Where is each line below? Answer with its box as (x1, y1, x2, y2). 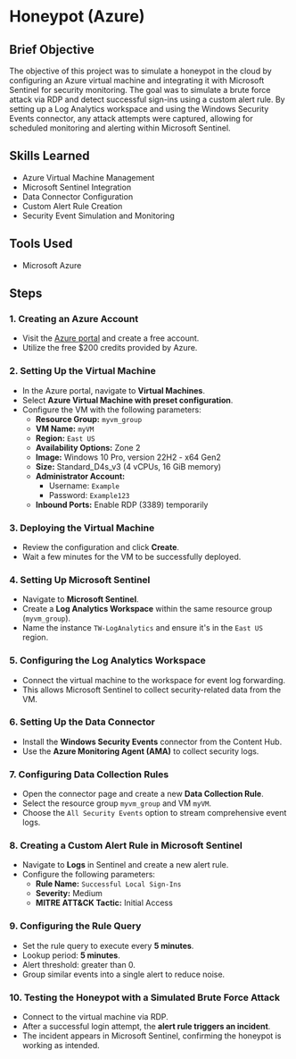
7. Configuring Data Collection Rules (9, 767, 169, 780)
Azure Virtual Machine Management (21, 172, 155, 182)
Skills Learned (9, 148, 91, 164)
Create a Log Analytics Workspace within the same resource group (21, 604, 273, 614)
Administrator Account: (35, 470, 126, 481)
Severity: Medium (35, 888, 103, 899)
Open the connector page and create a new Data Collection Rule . (21, 789, 265, 800)
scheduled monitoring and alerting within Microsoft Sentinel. (9, 123, 231, 133)
